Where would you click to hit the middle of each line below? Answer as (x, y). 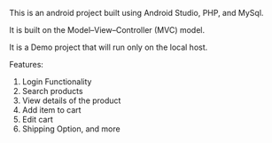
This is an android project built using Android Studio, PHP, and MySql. (136, 13)
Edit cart (37, 119)
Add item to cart (51, 110)
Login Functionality (57, 82)
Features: (27, 64)
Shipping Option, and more (71, 129)
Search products (52, 91)
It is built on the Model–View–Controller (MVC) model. (107, 30)
